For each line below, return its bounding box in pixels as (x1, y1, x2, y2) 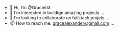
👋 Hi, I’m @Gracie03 (9, 5, 51, 10)
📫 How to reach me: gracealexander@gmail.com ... (9, 20, 114, 26)
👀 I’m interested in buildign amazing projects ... (9, 10, 104, 15)
